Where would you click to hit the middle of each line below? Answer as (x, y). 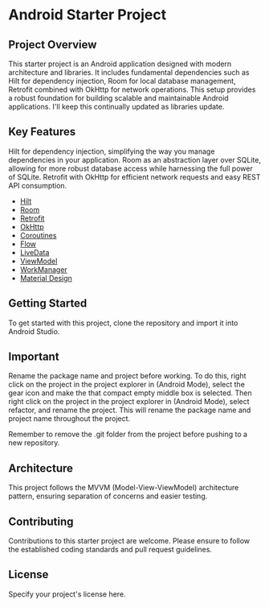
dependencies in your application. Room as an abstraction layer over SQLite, (134, 159)
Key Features (42, 132)
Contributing (41, 521)
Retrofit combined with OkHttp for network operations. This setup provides (132, 89)
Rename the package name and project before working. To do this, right (127, 376)
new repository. (34, 443)
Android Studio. (34, 331)
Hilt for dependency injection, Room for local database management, (122, 81)
